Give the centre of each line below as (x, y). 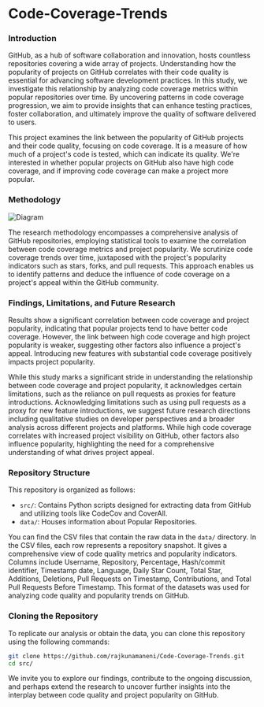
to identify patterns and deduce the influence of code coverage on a (119, 274)
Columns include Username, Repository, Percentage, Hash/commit (117, 562)
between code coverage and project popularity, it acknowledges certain (125, 386)
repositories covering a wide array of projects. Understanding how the (122, 64)
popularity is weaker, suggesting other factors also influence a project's (125, 345)
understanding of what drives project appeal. (82, 453)
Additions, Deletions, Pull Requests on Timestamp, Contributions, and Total (130, 579)
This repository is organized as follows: (72, 490)
